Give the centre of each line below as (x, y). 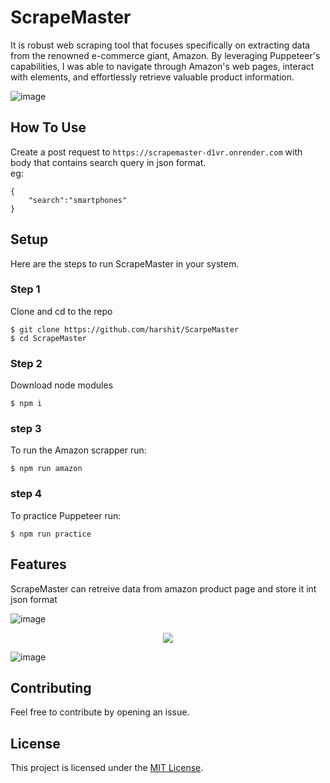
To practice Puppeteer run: (66, 515)
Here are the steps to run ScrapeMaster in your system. (125, 263)
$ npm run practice (51, 534)
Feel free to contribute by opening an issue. (100, 712)
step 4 (26, 494)
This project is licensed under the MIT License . (107, 768)
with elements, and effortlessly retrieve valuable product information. (152, 77)
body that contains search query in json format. (108, 162)
